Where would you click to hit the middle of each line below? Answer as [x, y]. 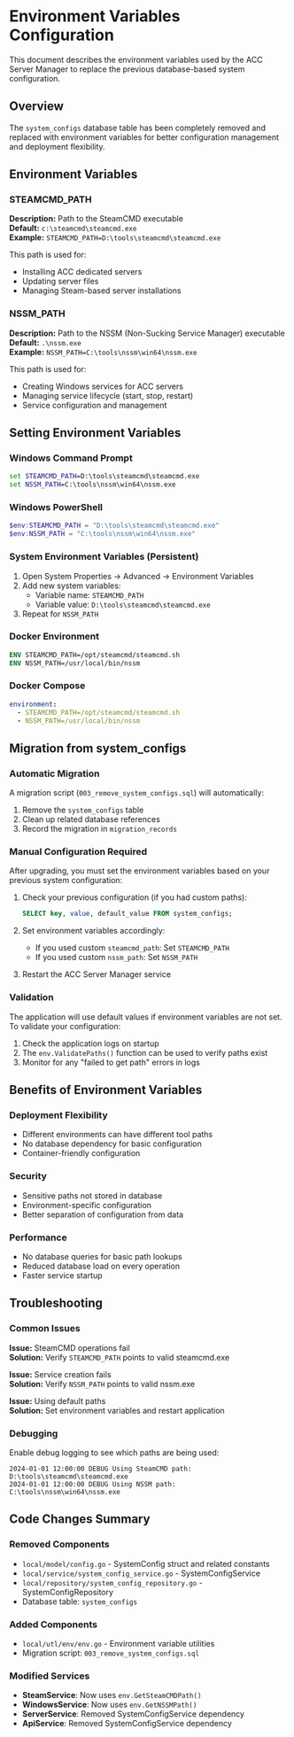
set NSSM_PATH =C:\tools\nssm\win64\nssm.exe [93, 485]
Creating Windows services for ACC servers [103, 386]
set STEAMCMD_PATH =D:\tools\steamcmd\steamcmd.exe [104, 477]
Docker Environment [54, 637]
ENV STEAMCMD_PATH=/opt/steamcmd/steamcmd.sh [94, 655]
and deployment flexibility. [57, 146]
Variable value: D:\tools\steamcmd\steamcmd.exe [123, 604]
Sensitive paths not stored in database [92, 1195]
